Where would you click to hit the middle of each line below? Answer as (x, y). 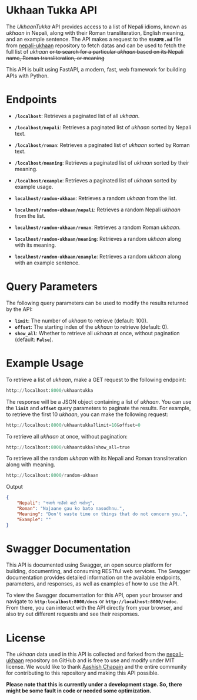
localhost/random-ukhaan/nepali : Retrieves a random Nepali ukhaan (97, 210)
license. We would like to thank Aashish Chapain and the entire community (96, 667)
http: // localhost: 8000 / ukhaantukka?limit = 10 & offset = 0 (74, 425)
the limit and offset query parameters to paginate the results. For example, (98, 408)
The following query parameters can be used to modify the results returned (98, 303)
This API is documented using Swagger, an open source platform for (89, 565)
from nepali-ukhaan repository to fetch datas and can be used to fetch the (96, 45)
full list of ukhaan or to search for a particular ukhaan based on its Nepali (95, 51)
